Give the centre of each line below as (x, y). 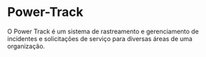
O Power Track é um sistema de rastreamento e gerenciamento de (103, 31)
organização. (26, 46)
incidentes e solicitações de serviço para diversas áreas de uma (100, 38)
